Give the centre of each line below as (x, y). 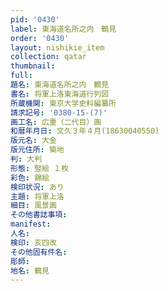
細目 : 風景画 (33, 206)
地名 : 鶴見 (30, 271)
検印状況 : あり (37, 187)
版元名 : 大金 (33, 141)
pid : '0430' (35, 19)
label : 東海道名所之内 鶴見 (63, 29)
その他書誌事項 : (39, 215)
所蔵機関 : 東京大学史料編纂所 (63, 103)
